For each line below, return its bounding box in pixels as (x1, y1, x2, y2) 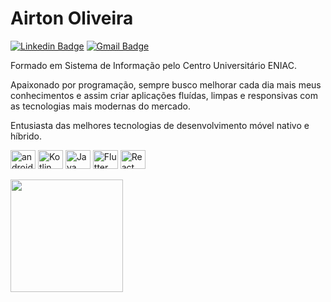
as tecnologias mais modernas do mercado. (10, 100, 191, 112)
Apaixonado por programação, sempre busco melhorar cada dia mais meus (10, 78, 322, 91)
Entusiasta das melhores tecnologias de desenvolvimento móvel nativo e (10, 119, 310, 131)
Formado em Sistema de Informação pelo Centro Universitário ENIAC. (10, 59, 297, 71)
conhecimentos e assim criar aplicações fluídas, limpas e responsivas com (10, 89, 318, 101)
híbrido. (10, 130, 43, 142)
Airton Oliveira (10, 7, 134, 30)
